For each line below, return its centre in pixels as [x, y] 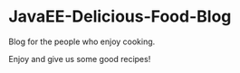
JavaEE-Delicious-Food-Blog [120, 17]
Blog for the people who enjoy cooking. [82, 41]
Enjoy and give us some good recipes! [80, 59]
